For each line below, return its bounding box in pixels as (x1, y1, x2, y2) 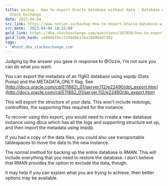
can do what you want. (5, 63, 52, 69)
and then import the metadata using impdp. (5, 124, 94, 130)
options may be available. (5, 174, 58, 180)
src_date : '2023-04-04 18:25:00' (5, 26, 75, 31)
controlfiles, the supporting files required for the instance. (5, 104, 124, 110)
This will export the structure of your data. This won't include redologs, (5, 98, 151, 105)
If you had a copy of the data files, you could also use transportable (5, 134, 144, 140)
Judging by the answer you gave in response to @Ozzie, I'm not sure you (5, 58, 156, 64)
